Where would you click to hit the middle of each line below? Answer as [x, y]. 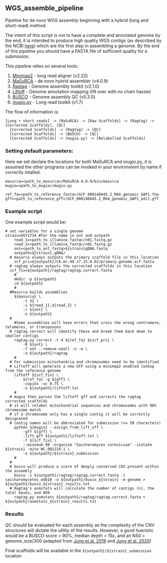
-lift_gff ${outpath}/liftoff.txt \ [61, 436]
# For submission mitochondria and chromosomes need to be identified [84, 362]
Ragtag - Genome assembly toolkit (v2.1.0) [56, 86]
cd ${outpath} [29, 283]
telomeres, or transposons [33, 327]
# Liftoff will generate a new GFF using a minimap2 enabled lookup [82, 366]
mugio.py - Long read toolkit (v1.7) [47, 102]
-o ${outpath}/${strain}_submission [61, 454]
